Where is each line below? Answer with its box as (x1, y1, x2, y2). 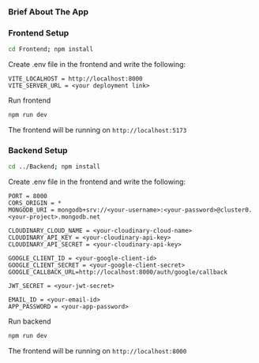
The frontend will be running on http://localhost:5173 (8, 125, 187, 134)
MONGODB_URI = (8, 206, 55, 215)
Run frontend (8, 95, 51, 105)
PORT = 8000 (8, 193, 47, 200)
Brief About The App (8, 6, 89, 17)
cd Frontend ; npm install (8, 46, 93, 54)
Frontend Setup (8, 27, 69, 38)
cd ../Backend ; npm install (8, 163, 101, 171)
